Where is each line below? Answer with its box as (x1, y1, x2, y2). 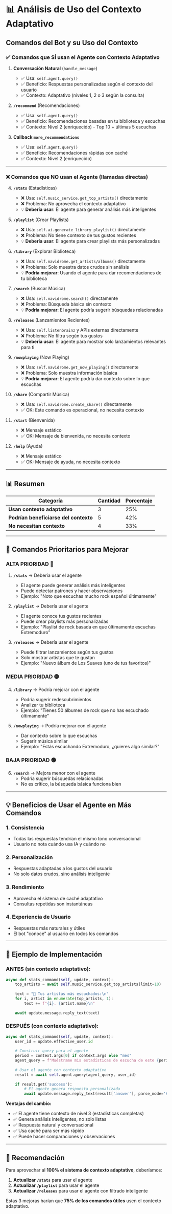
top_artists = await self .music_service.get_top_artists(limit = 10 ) (15, 982, 161, 987)
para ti (20, 344, 35, 351)
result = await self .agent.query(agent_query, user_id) (15, 1072, 137, 1077)
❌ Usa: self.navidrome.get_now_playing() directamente (20, 364, 139, 371)
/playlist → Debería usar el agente (13, 603, 89, 609)
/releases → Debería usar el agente (13, 639, 89, 645)
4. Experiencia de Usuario (6, 914, 71, 921)
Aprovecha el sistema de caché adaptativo (13, 895, 103, 901)
